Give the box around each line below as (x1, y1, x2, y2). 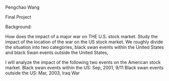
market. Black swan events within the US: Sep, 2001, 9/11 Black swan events (5, 65, 164, 70)
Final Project (5, 14, 31, 20)
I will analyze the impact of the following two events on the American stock (5, 59, 161, 65)
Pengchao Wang (5, 5, 40, 10)
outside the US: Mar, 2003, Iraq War (5, 70, 80, 76)
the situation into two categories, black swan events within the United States (5, 44, 164, 50)
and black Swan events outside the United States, (5, 50, 108, 55)
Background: (5, 24, 32, 30)
